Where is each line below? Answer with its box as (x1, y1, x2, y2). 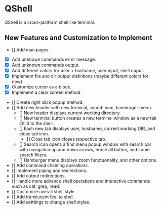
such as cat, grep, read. (11, 183, 60, 189)
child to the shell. (19, 121, 54, 126)
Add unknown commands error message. (11, 56, 96, 62)
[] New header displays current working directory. (19, 110, 121, 116)
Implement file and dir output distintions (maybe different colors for (11, 73, 149, 79)
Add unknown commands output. (11, 62, 80, 68)
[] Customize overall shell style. (11, 189, 76, 195)
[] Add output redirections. (11, 173, 66, 179)
